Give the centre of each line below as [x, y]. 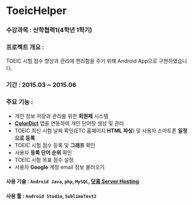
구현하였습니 [173, 61]
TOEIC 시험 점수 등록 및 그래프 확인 [55, 145]
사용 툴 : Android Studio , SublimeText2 [51, 196]
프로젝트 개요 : [25, 47]
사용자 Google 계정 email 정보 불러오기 [59, 167]
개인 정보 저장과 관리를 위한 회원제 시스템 [61, 116]
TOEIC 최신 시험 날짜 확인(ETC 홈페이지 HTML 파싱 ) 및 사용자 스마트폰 [95, 130]
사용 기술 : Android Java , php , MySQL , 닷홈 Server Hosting [73, 182]
